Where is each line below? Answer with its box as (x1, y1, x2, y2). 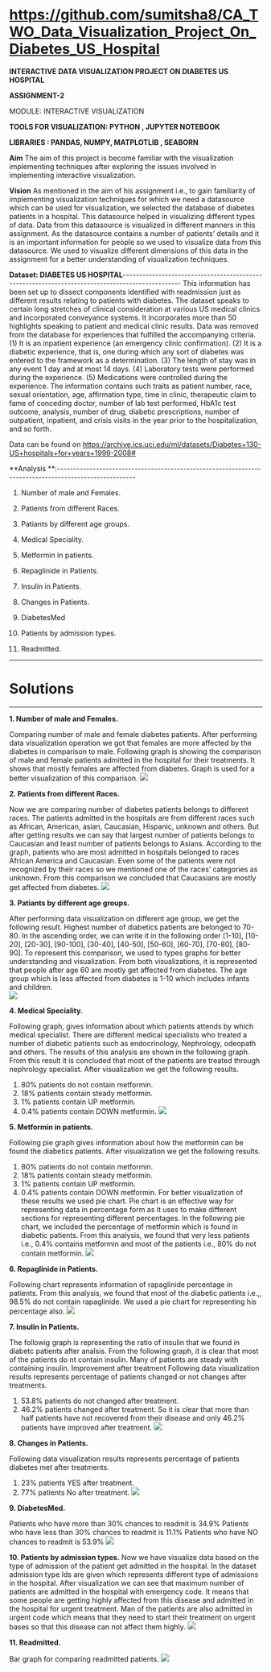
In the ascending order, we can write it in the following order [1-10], (22, 930, 244, 940)
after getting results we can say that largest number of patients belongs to (9, 830, 255, 839)
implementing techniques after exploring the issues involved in (9, 161, 216, 171)
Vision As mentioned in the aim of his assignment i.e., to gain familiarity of (9, 185, 256, 195)
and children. (9, 982, 53, 991)
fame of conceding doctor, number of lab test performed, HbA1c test (9, 398, 236, 408)
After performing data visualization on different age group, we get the (9, 913, 240, 923)
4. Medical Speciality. (9, 1005, 84, 1016)
